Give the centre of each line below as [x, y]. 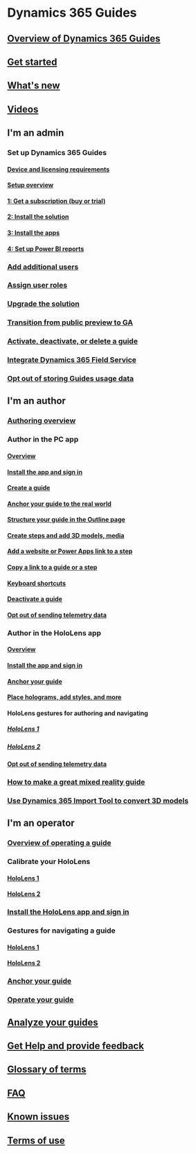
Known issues [38, 1117]
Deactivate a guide [35, 599]
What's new [34, 86]
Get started [32, 62]
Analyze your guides [53, 1022]
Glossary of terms [47, 1069]
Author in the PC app [43, 439]
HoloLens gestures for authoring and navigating [78, 713]
